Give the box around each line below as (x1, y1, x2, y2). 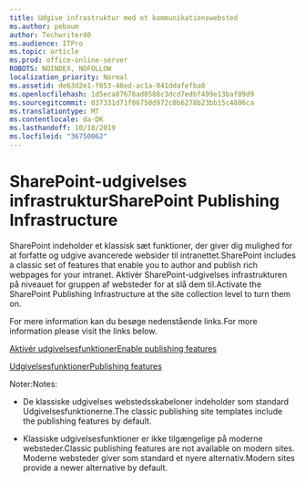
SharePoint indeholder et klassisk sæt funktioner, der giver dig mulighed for (9, 240, 293, 251)
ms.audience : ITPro (9, 38, 84, 48)
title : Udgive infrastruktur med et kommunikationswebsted (9, 13, 239, 23)
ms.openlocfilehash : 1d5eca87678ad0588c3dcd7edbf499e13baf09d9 (9, 89, 255, 98)
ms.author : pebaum (9, 22, 79, 31)
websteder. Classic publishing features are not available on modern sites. (22, 443, 295, 454)
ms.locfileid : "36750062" (9, 132, 107, 141)
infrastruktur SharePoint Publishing (9, 190, 280, 211)
